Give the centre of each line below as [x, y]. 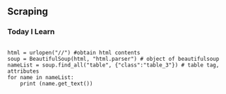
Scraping [28, 12]
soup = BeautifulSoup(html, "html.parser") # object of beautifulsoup [113, 59]
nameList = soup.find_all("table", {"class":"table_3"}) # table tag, [113, 65]
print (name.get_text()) [56, 83]
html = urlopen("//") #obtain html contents [74, 52]
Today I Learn [31, 32]
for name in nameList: [41, 77]
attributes [23, 71]
